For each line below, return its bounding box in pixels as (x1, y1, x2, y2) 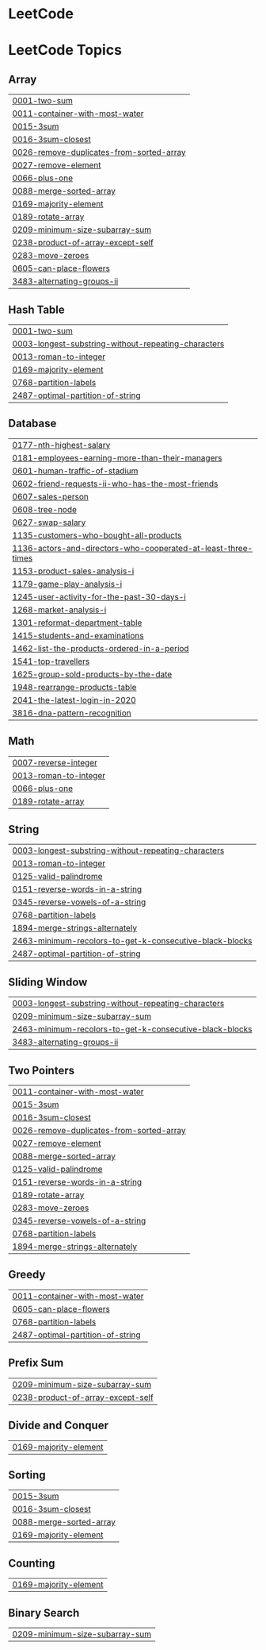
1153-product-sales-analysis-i (12, 565, 135, 576)
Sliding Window (8, 975, 88, 989)
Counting (8, 1556, 55, 1570)
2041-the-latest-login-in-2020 (12, 694, 136, 705)
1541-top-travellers (12, 656, 90, 667)
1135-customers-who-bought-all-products (12, 530, 182, 541)
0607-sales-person (12, 491, 89, 502)
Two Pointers (8, 1063, 75, 1077)
